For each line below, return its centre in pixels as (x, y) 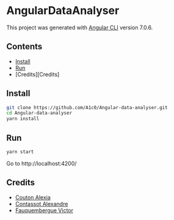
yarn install (23, 119)
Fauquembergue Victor (44, 210)
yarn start (20, 152)
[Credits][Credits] (37, 74)
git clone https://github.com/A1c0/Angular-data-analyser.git (87, 107)
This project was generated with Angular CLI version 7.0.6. (80, 27)
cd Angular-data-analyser (39, 113)
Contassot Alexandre (42, 204)
